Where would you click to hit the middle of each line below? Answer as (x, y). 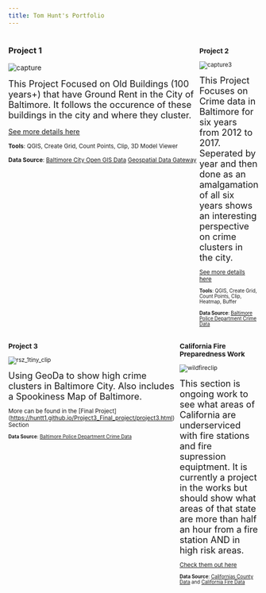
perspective (224, 226)
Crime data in (227, 101)
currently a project (218, 477)
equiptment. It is (214, 467)
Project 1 (25, 50)
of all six (217, 195)
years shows (226, 205)
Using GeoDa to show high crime (77, 375)
